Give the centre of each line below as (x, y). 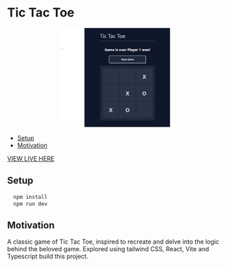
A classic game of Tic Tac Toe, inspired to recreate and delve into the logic (113, 242)
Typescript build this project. (48, 256)
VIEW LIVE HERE (31, 159)
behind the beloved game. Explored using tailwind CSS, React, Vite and (108, 249)
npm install (31, 197)
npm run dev (31, 204)
